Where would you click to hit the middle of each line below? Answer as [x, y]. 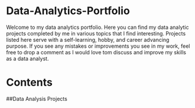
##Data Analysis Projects [37, 99]
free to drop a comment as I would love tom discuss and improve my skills [96, 52]
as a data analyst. [27, 58]
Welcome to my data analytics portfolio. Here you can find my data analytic [97, 27]
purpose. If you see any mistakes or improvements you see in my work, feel [98, 46]
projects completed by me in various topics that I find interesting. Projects [96, 33]
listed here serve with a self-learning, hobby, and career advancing [88, 40]
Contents [30, 82]
